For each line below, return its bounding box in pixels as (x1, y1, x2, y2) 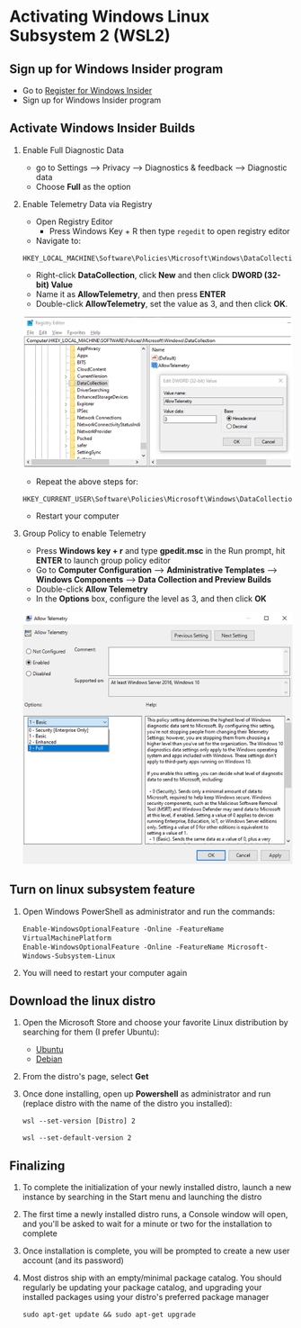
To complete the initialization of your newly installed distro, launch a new (22, 1182, 292, 1193)
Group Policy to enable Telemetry (22, 528, 146, 538)
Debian (35, 1053, 63, 1064)
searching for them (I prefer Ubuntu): (22, 1026, 160, 1037)
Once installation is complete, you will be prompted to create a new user (22, 1245, 290, 1257)
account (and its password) (22, 1255, 124, 1266)
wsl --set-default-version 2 (22, 1134, 132, 1143)
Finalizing (9, 1158, 66, 1173)
